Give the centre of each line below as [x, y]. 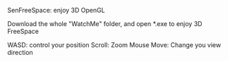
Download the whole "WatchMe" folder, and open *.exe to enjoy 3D [105, 24]
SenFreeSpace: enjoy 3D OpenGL [56, 10]
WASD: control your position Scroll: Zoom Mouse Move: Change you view [114, 45]
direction [20, 52]
